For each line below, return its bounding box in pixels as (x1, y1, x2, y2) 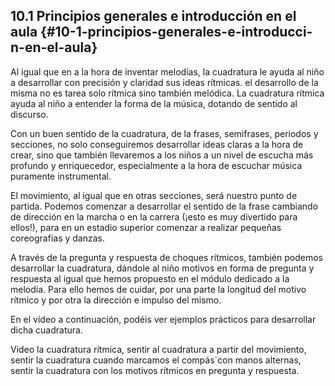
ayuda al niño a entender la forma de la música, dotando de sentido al (10, 97, 298, 109)
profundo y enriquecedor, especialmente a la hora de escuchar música (10, 159, 303, 171)
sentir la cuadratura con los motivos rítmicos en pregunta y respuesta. (10, 364, 300, 376)
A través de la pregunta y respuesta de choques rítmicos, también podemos (10, 251, 323, 263)
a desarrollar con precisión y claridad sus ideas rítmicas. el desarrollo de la (10, 76, 319, 88)
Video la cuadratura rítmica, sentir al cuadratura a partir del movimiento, (10, 343, 307, 355)
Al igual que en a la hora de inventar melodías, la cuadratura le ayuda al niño (10, 65, 325, 78)
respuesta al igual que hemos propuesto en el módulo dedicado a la (10, 272, 290, 284)
